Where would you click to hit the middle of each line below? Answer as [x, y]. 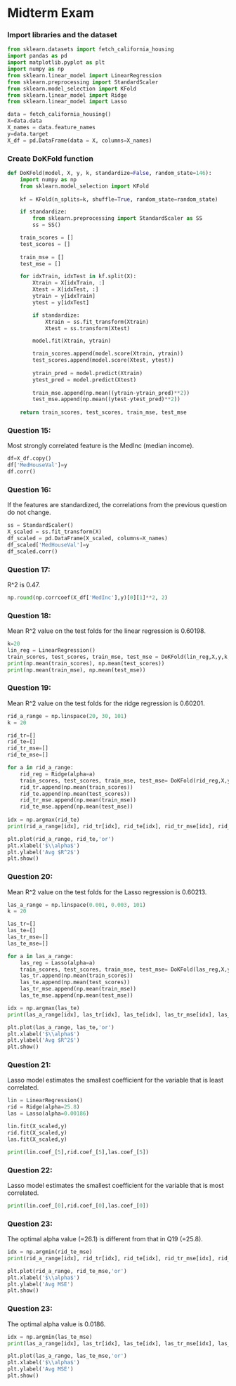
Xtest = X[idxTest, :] [66, 289]
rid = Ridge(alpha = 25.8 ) [44, 1107]
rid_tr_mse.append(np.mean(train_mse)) [78, 800]
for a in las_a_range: [40, 956]
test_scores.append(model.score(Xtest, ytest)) [103, 360]
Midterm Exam [51, 13]
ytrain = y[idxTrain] [64, 296]
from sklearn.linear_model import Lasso [67, 102]
